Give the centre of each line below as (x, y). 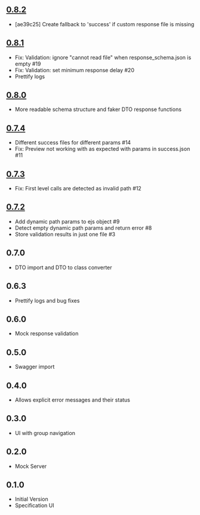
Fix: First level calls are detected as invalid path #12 (78, 189)
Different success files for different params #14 (73, 143)
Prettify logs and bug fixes (47, 300)
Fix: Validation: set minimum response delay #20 (74, 70)
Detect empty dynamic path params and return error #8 (83, 228)
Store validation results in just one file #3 (65, 234)
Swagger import (35, 367)
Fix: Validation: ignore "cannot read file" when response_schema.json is (103, 57)
